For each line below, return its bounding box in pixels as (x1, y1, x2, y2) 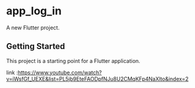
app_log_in (6, 4, 62, 18)
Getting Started (6, 41, 65, 51)
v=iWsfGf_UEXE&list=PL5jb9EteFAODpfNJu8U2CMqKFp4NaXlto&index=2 (6, 75, 189, 82)
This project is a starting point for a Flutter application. (6, 57, 140, 64)
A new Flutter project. (6, 24, 60, 31)
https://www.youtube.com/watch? (17, 69, 102, 76)
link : (6, 69, 18, 76)
